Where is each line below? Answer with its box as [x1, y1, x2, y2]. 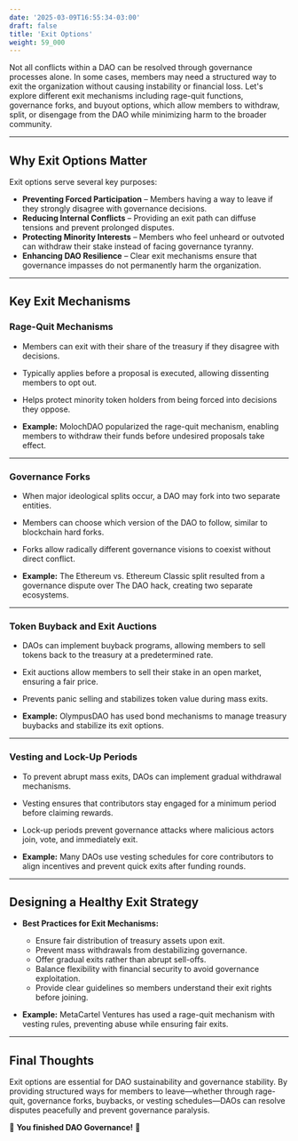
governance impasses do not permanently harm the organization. [21, 260, 262, 271]
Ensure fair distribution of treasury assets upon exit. [35, 936, 225, 946]
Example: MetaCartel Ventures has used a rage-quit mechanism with [21, 1009, 275, 1020]
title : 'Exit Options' [9, 29, 93, 38]
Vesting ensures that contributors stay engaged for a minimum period [21, 798, 277, 808]
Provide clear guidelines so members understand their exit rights [35, 983, 272, 993]
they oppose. [21, 404, 71, 414]
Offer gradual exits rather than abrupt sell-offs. [35, 954, 207, 965]
